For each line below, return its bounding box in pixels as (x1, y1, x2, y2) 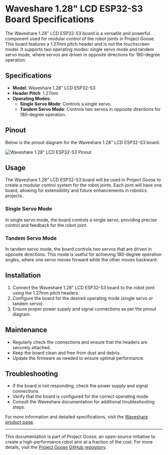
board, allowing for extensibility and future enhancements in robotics (5, 188, 147, 194)
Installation (5, 271, 41, 280)
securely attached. (12, 344, 51, 350)
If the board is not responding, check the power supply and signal (12, 383, 148, 389)
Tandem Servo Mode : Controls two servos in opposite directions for (19, 106, 161, 112)
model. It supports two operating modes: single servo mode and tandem (5, 46, 154, 52)
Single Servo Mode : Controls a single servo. (19, 101, 111, 107)
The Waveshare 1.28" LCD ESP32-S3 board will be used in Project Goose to (5, 177, 161, 183)
